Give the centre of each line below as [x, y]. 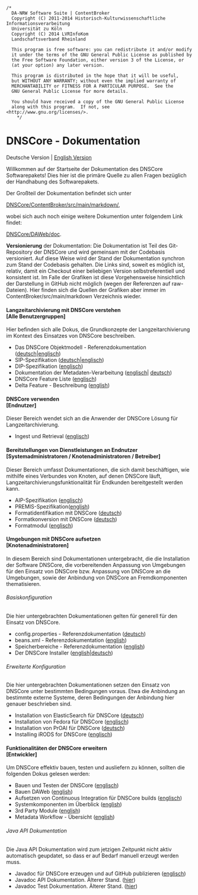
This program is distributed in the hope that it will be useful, [95, 76]
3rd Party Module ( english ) [47, 811]
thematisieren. [24, 584]
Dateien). [17, 290]
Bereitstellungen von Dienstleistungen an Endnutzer [72, 450]
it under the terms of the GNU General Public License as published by [102, 55]
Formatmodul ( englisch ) [44, 525]
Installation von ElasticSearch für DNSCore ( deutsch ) [79, 715]
